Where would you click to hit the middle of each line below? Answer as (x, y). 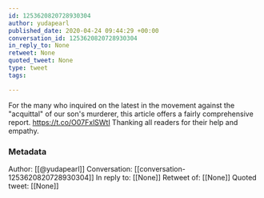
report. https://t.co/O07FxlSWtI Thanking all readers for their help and (123, 122)
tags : (17, 75)
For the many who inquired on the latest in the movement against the (122, 105)
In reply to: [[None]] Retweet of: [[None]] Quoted (176, 177)
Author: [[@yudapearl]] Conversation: (71, 168)
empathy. (24, 131)
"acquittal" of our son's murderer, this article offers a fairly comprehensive (131, 114)
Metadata (27, 152)
